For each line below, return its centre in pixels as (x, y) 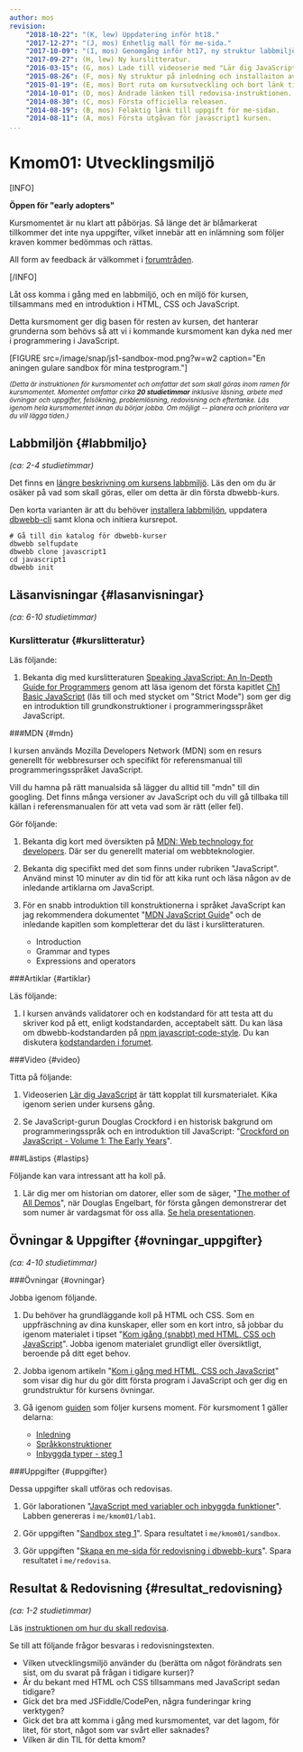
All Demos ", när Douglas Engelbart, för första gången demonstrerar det (154, 1203)
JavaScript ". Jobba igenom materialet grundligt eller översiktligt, (142, 1343)
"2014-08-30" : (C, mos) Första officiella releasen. (127, 101)
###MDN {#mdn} (41, 733)
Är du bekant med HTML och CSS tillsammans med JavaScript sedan (151, 1682)
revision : (28, 26)
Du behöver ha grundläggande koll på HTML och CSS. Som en (138, 1314)
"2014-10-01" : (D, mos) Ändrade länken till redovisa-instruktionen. (159, 93)
